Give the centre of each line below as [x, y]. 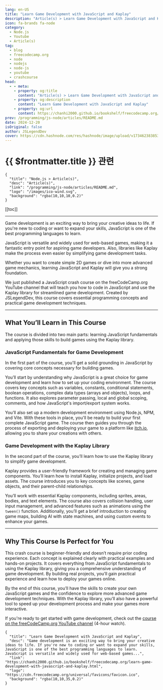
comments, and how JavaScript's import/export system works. [68, 403]
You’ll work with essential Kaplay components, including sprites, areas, [76, 496]
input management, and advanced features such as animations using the [78, 506]
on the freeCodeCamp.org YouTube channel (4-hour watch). [65, 623]
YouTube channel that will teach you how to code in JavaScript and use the [80, 287]
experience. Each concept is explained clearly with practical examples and [80, 558]
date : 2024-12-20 [23, 122]
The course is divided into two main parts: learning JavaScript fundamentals [81, 334]
